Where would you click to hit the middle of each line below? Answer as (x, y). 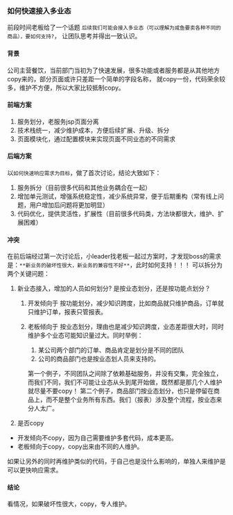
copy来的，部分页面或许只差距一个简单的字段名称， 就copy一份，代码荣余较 (116, 79)
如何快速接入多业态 (39, 10)
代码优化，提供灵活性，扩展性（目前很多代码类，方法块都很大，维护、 (118, 213)
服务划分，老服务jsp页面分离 (58, 121)
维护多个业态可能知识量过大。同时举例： (85, 336)
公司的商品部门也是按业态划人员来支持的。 (99, 359)
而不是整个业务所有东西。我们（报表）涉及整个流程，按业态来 (134, 400)
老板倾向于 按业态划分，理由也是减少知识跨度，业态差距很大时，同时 (126, 327)
